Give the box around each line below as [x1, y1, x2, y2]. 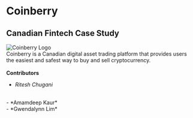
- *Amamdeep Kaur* [6, 99, 58, 106]
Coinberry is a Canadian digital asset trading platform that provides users [6, 50, 187, 58]
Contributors [6, 69, 40, 76]
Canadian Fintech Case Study [6, 28, 120, 38]
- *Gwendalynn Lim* [6, 105, 58, 112]
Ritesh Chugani [14, 81, 53, 88]
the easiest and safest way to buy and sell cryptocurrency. [6, 57, 151, 63]
